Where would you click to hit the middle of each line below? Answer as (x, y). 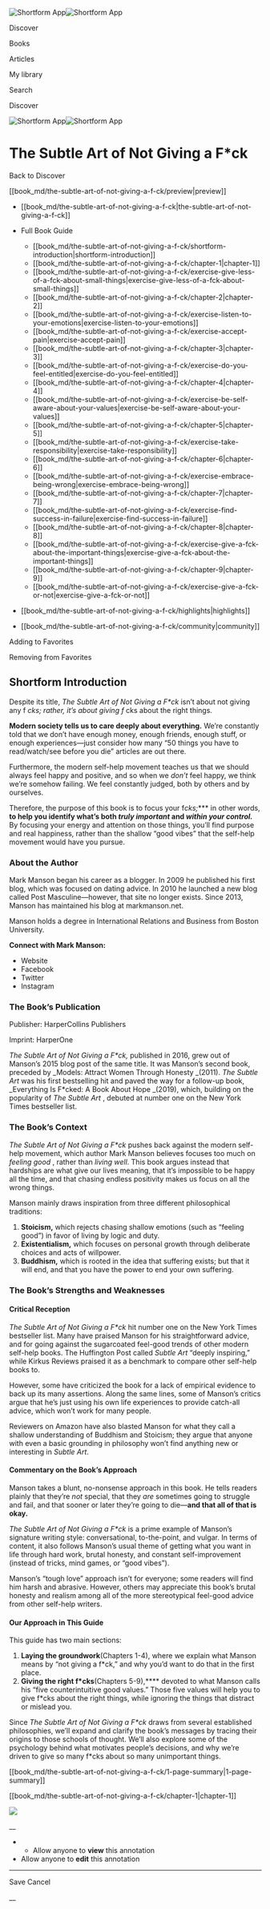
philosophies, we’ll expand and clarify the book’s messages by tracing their (133, 1731)
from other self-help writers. (56, 1604)
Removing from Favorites (50, 657)
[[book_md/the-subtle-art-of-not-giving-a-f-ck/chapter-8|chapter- (143, 527)
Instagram (37, 986)
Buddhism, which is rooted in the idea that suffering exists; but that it (135, 1261)
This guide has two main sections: (66, 1640)
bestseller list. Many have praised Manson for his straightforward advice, (129, 1335)
